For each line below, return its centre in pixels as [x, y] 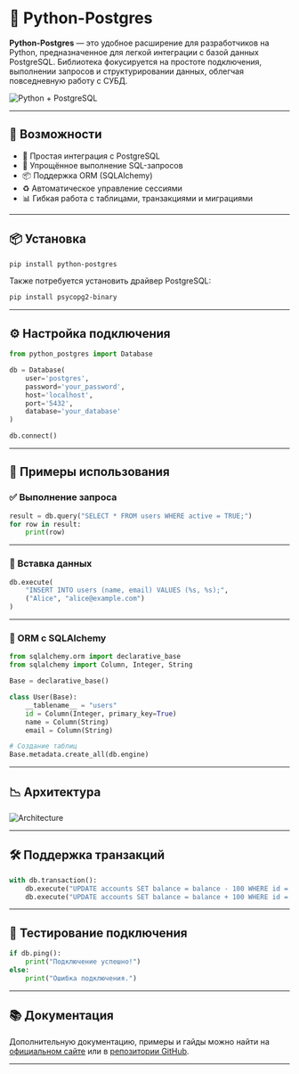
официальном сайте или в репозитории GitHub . [99, 1051]
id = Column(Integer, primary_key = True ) [101, 713]
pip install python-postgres [63, 264]
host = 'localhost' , [59, 395]
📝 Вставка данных [51, 563]
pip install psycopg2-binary [63, 298]
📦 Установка [48, 239]
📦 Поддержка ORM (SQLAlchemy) [87, 175]
